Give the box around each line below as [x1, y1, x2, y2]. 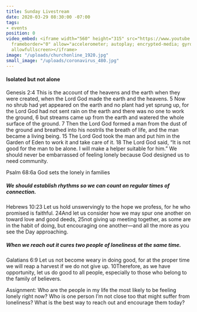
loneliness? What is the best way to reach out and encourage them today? [6, 299, 185, 306]
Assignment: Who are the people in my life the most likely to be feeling [6, 286, 176, 293]
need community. [6, 157, 49, 164]
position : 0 [6, 30, 35, 36]
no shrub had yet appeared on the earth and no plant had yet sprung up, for [6, 101, 189, 108]
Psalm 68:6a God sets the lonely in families [6, 168, 110, 176]
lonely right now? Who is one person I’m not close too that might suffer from [6, 293, 191, 300]
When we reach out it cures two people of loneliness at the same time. [6, 242, 182, 249]
